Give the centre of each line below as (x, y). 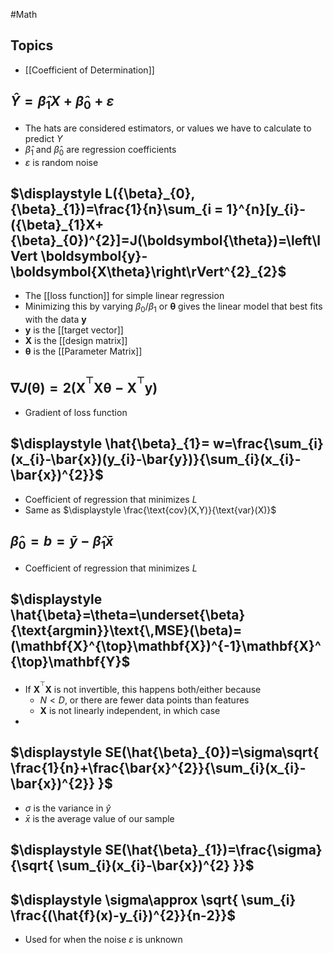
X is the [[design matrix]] (76, 341)
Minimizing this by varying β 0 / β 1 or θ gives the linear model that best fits (173, 307)
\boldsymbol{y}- (94, 256)
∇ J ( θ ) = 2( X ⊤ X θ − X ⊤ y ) (84, 385)
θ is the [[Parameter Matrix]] (83, 351)
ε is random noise (61, 162)
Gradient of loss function (76, 412)
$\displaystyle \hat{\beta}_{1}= (110, 444)
